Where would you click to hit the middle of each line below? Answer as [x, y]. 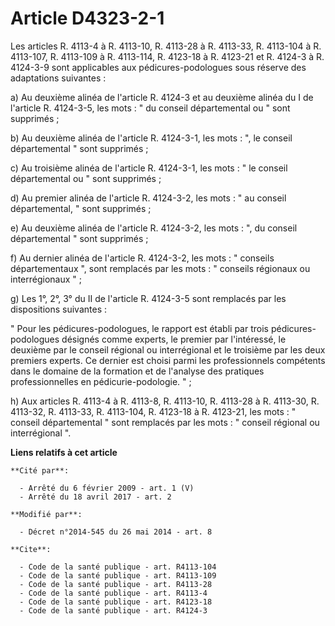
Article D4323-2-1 [87, 18]
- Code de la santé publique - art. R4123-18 [116, 602]
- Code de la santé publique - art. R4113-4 [113, 593]
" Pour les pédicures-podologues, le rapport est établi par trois [139, 328]
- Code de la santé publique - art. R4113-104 [118, 567]
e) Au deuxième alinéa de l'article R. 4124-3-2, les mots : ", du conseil [154, 228]
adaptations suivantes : [58, 78]
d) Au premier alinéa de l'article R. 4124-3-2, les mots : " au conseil [148, 198]
